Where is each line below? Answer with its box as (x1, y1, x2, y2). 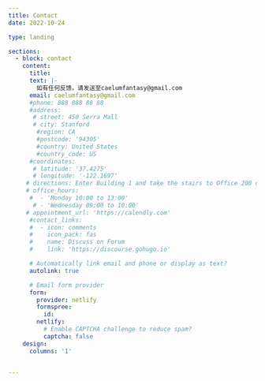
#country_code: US (36, 150, 97, 158)
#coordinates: (28, 157, 77, 166)
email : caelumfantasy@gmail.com (28, 92, 136, 99)
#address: (28, 106, 62, 114)
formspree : (36, 303, 73, 312)
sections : (8, 47, 41, 55)
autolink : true (28, 267, 80, 275)
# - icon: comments (28, 223, 97, 231)
